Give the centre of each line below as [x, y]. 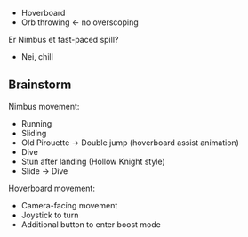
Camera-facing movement [69, 205]
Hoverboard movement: [52, 188]
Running [36, 123]
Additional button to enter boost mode [91, 224]
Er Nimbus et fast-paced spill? [64, 40]
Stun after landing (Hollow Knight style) [93, 161]
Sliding [34, 133]
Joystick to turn [50, 215]
